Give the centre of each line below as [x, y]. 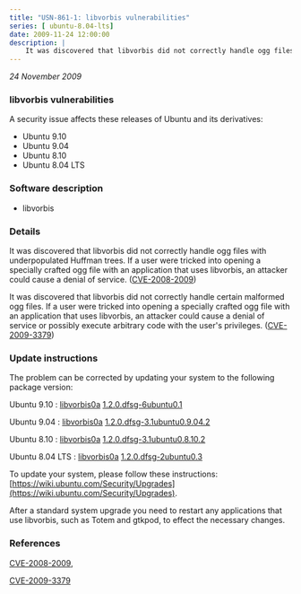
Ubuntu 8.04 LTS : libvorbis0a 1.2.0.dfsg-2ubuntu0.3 [106, 457]
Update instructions [54, 358]
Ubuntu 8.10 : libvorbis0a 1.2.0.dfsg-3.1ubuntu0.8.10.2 [107, 440]
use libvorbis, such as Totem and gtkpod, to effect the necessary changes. [147, 520]
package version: [41, 388]
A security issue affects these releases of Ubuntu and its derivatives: [136, 119]
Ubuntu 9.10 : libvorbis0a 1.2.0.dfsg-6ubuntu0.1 [96, 405]
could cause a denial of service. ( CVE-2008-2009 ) [103, 280]
